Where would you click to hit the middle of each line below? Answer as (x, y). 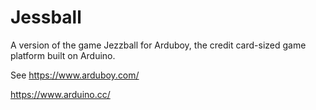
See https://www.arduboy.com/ (75, 75)
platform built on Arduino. (63, 55)
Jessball (46, 17)
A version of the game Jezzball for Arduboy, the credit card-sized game (158, 45)
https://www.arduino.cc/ (60, 94)
